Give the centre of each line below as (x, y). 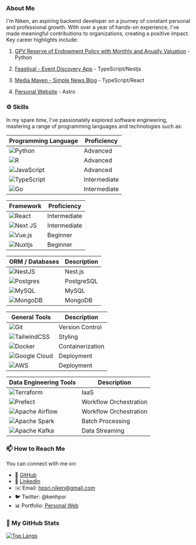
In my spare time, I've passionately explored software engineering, (87, 120)
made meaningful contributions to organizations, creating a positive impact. (98, 34)
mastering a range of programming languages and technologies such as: (94, 126)
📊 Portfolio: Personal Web (46, 506)
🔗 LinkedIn (27, 481)
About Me (21, 8)
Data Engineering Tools (43, 382)
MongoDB (79, 300)
